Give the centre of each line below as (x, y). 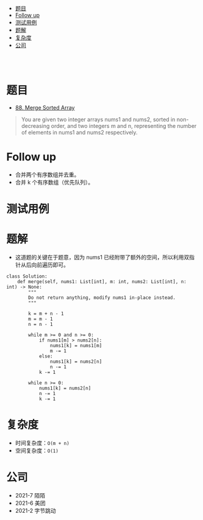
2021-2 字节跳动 (35, 510)
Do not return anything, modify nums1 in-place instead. (102, 298)
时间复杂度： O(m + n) (42, 443)
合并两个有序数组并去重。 (47, 174)
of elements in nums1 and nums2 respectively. (80, 132)
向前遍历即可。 (50, 265)
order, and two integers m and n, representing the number (124, 125)
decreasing (35, 125)
